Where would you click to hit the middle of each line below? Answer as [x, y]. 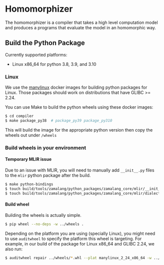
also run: [14, 249]
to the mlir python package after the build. [48, 175]
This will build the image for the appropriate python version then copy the [79, 130]
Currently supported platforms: [36, 55]
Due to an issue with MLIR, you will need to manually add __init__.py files [80, 170]
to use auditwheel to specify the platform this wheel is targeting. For [73, 238]
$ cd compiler [20, 116]
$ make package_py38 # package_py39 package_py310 [59, 120]
